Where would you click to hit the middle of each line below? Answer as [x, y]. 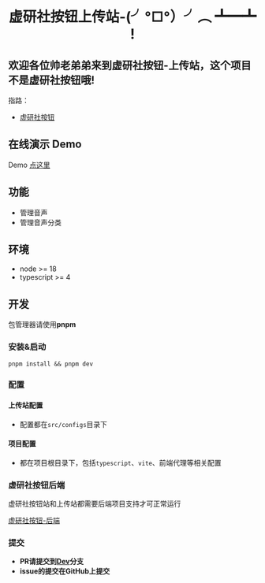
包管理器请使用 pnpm [42, 325]
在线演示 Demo [45, 145]
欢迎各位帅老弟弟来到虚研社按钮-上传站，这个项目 [130, 65]
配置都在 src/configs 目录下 [63, 424]
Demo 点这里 [29, 165]
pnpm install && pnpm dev [50, 364]
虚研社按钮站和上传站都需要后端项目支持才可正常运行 [95, 504]
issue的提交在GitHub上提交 [65, 571]
